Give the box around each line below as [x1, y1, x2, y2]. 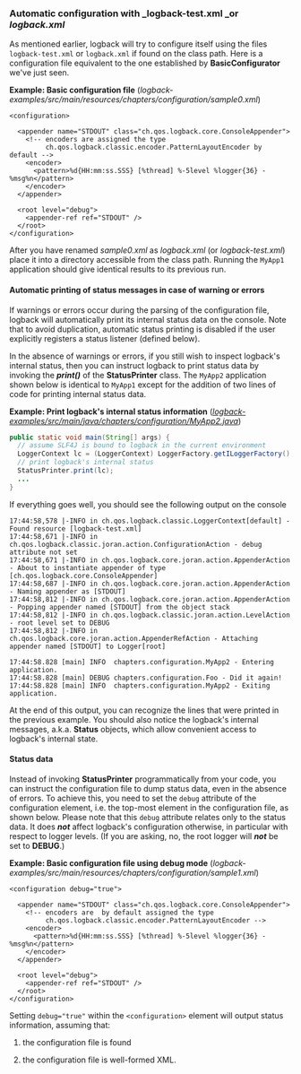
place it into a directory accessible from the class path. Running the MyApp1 [9, 255, 285, 265]
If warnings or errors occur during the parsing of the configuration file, [9, 304, 270, 316]
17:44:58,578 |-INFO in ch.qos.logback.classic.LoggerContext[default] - [9, 516, 291, 525]
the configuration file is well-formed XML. [21, 1054, 176, 1065]
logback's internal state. [9, 733, 99, 744]
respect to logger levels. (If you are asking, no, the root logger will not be [9, 830, 279, 841]
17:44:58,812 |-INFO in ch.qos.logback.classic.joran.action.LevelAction [9, 611, 291, 619]
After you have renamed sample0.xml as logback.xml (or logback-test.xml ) [9, 245, 286, 256]
